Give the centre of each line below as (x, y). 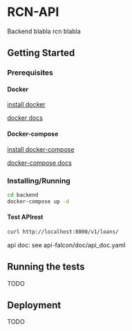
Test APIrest (25, 217)
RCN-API (33, 12)
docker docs (25, 118)
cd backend (23, 195)
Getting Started (41, 53)
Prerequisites (30, 73)
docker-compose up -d (38, 202)
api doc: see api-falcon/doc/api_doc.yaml (66, 245)
